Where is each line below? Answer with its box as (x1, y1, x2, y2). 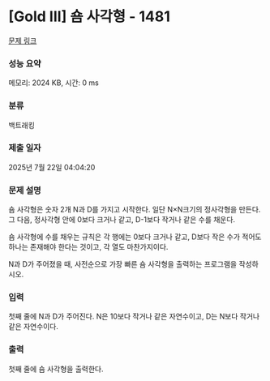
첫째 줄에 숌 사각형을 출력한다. (8, 364, 104, 374)
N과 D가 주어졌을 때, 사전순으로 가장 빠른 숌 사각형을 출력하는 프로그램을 (8, 259, 238, 269)
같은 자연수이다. (8, 322, 59, 332)
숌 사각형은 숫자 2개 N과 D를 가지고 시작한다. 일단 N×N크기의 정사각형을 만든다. (8, 204, 261, 215)
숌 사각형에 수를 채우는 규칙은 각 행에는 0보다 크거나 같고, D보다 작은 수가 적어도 (8, 232, 262, 242)
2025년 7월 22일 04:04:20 (8, 162, 96, 172)
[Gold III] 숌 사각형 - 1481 (8, 7, 170, 26)
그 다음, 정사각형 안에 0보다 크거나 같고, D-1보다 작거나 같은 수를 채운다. (8, 215, 236, 225)
